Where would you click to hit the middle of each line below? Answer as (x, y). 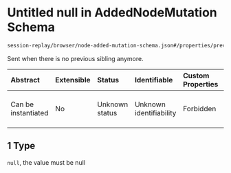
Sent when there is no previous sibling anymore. (75, 58)
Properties (201, 84)
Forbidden (200, 108)
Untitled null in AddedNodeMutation (112, 13)
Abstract (25, 80)
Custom (196, 76)
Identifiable (154, 80)
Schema (31, 27)
